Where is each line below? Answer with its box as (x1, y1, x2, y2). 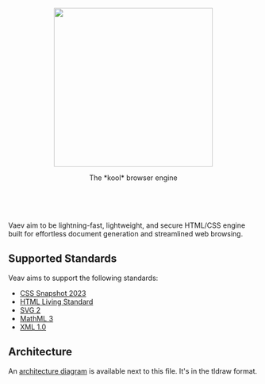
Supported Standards (8, 252, 117, 266)
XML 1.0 (19, 322, 47, 332)
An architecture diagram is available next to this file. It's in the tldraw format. (8, 366, 258, 375)
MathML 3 (19, 313, 54, 323)
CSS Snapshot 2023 (19, 288, 86, 298)
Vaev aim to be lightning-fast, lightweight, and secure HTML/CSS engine (8, 221, 246, 230)
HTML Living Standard (19, 297, 94, 306)
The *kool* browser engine (89, 173, 178, 182)
